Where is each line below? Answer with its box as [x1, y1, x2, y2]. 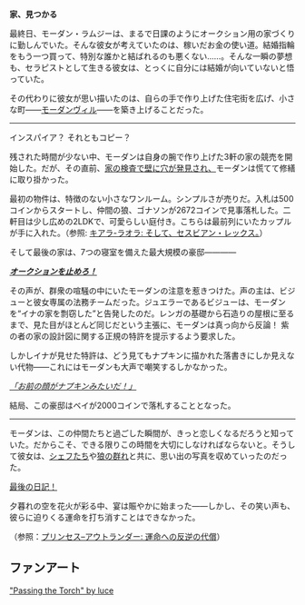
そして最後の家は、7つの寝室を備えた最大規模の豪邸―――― [9, 247, 237, 257]
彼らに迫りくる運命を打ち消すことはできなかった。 [9, 512, 201, 522]
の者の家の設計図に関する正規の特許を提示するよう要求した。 [9, 331, 241, 342]
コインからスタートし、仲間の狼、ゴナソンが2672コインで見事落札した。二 [9, 204, 291, 215]
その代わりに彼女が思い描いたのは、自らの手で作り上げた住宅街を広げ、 [9, 93, 280, 104]
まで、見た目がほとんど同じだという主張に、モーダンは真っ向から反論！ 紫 [9, 320, 290, 330]
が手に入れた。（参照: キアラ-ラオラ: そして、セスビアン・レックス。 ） [9, 227, 268, 238]
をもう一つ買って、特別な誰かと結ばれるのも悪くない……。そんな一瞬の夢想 [9, 51, 293, 62]
